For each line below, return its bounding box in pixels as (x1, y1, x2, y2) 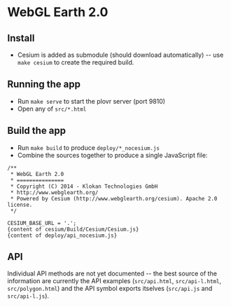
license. (7, 201, 33, 208)
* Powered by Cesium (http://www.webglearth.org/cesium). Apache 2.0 (10, 195, 218, 202)
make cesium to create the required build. (17, 58, 134, 67)
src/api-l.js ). (7, 292, 50, 300)
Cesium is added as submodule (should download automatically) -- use (17, 50, 224, 59)
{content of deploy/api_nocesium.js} (7, 232, 118, 239)
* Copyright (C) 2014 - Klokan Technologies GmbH (10, 183, 158, 190)
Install (7, 32, 35, 44)
